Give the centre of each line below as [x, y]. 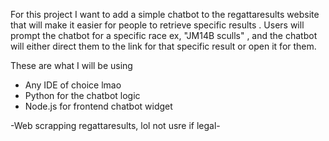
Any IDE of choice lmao [73, 85]
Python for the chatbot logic [82, 95]
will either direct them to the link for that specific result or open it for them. [163, 46]
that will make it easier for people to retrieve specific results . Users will [157, 25]
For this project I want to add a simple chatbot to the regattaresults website [165, 14]
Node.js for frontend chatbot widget [98, 106]
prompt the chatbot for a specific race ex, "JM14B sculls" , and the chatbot [164, 35]
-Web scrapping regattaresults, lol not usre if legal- [115, 125]
